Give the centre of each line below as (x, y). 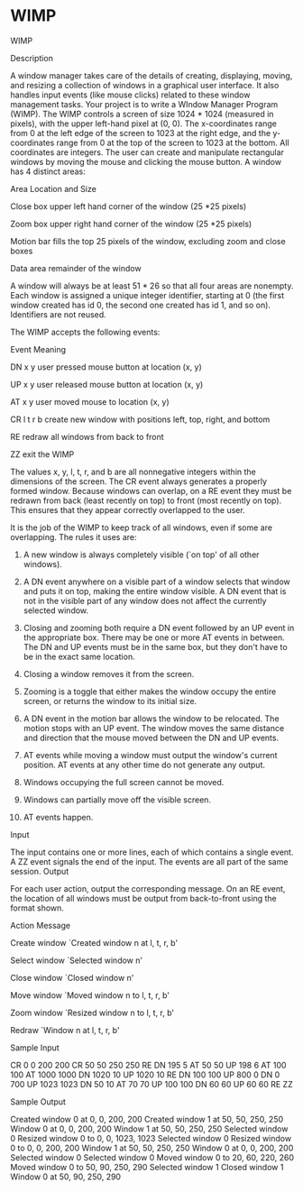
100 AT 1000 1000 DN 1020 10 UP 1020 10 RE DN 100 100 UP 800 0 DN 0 (145, 1075)
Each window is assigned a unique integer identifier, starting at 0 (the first (147, 295)
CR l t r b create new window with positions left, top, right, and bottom (140, 419)
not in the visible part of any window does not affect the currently (145, 600)
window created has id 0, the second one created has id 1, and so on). (141, 305)
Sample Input (35, 1048)
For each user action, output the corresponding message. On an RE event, (148, 888)
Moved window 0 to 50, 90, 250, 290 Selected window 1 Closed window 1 (147, 1167)
